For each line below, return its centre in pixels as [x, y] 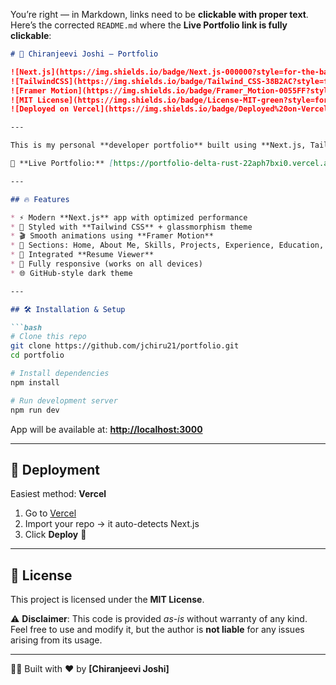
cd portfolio [37, 355]
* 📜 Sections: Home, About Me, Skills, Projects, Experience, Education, [167, 245]
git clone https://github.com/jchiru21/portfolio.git [125, 346]
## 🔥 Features [40, 199]
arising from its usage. [56, 640]
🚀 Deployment [55, 469]
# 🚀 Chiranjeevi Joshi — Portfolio [84, 54]
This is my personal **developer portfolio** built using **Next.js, [158, 145]
